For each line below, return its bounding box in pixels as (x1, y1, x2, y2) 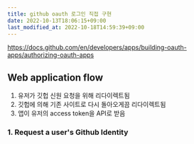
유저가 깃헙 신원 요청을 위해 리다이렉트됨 (17, 91, 130, 100)
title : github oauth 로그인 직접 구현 (7, 10, 112, 18)
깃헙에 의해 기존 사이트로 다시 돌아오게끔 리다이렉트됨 (17, 101, 166, 109)
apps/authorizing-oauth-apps (7, 51, 95, 59)
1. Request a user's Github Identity (7, 128, 129, 138)
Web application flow (7, 71, 104, 83)
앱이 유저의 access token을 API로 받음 (17, 109, 126, 118)
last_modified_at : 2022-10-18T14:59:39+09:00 (7, 24, 144, 31)
